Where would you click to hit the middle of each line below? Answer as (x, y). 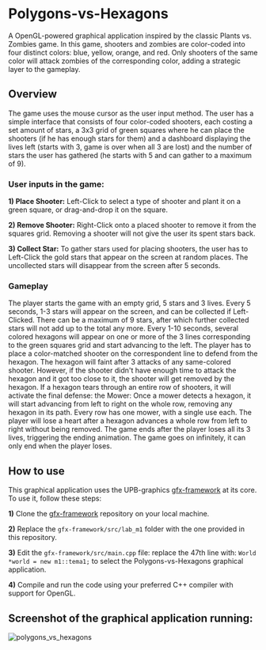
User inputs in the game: (56, 184)
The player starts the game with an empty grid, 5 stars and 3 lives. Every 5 (129, 303)
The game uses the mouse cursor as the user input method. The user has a (131, 113)
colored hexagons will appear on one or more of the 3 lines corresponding (129, 337)
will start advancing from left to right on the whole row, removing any (120, 404)
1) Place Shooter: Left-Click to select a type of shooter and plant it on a (125, 202)
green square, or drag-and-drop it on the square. (88, 210)
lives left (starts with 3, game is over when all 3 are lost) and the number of (130, 146)
